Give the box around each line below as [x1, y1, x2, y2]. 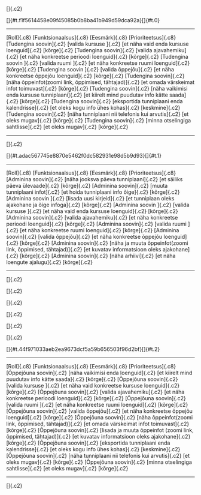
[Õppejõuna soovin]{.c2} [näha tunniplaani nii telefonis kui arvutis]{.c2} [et [6, 452, 190, 459]
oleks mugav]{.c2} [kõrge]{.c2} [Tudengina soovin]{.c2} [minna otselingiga [6, 117, 191, 124]
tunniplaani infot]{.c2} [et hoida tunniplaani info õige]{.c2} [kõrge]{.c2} [6, 188, 180, 196]
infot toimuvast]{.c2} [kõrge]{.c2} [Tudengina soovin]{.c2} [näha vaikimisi [6, 85, 188, 92]
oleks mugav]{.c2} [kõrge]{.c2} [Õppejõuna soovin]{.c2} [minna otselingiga [6, 458, 193, 466]
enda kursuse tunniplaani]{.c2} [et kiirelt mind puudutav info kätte [6, 91, 169, 98]
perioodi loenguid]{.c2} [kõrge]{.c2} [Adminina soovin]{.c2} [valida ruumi [6, 220, 187, 227]
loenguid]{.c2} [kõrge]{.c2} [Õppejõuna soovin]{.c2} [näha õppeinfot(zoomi [6, 414, 193, 421]
